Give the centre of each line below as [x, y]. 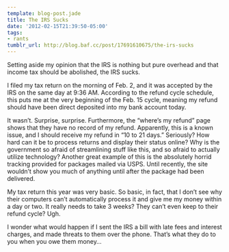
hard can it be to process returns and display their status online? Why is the [113, 142]
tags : [15, 33]
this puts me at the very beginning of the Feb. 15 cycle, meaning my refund [112, 100]
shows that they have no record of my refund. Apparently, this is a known [110, 128]
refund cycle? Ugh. [34, 214]
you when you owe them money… [54, 241]
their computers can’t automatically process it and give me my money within [114, 199]
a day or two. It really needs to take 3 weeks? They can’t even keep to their [113, 206]
